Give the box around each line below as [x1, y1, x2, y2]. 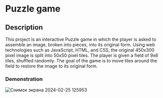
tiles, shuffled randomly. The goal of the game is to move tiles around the [5, 58, 157, 63]
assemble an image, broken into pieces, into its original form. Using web [5, 42, 155, 48]
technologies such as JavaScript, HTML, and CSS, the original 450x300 [5, 47, 155, 53]
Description [5, 23, 43, 32]
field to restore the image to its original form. [5, 63, 98, 69]
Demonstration [5, 75, 43, 82]
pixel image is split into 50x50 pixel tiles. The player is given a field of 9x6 [5, 52, 158, 58]
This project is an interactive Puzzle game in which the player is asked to [5, 36, 156, 42]
